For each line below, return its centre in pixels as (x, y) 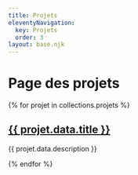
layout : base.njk (36, 45)
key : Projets (36, 30)
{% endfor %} (31, 164)
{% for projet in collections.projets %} (69, 105)
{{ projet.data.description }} (53, 148)
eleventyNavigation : (42, 23)
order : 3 (29, 37)
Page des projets (64, 84)
